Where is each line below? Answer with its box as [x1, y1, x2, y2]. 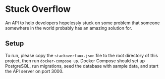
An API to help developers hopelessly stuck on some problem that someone [5, 20, 160, 26]
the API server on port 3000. [5, 68, 63, 74]
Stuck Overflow [5, 3, 71, 15]
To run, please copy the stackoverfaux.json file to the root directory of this [5, 52, 158, 58]
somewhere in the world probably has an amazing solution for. [5, 25, 133, 31]
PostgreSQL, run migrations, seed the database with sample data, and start [5, 63, 159, 69]
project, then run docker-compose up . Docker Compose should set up [5, 58, 145, 64]
